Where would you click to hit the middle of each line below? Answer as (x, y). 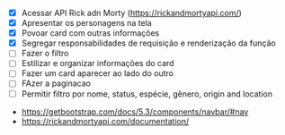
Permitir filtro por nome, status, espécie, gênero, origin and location (147, 94)
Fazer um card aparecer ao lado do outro (98, 73)
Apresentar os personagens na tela (86, 23)
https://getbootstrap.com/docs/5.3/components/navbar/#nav (135, 112)
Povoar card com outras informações (90, 33)
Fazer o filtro (45, 54)
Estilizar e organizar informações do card (98, 63)
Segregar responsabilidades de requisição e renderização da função (148, 43)
